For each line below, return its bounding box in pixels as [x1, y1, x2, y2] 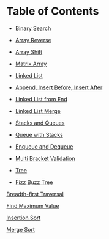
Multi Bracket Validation [15, 155, 75, 162]
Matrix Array [15, 60, 47, 67]
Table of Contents [6, 4, 99, 18]
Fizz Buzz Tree [15, 178, 53, 186]
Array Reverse [15, 36, 51, 43]
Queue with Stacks [15, 131, 63, 138]
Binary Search [15, 24, 51, 32]
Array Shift [15, 48, 43, 56]
